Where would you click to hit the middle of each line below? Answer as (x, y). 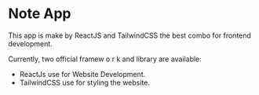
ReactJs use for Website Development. (82, 74)
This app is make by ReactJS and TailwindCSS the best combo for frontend (129, 35)
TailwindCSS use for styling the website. (85, 82)
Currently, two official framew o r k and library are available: (105, 59)
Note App (40, 14)
